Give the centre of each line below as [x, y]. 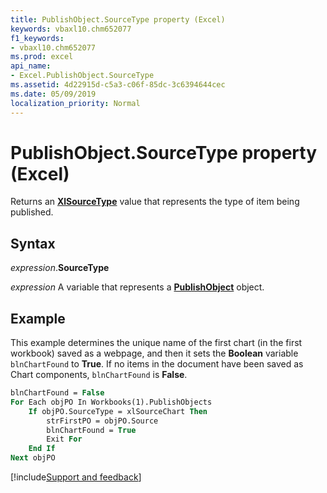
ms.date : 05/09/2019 [53, 94]
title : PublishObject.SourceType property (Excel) [118, 19]
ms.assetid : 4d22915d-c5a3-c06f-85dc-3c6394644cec [118, 85]
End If [42, 449]
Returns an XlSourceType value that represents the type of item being [155, 202]
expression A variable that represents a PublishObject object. [137, 287]
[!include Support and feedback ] [76, 477]
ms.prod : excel [42, 57]
